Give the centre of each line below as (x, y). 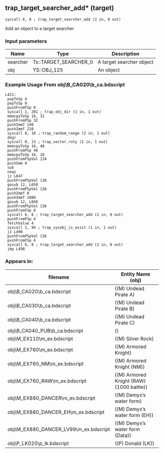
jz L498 (15, 232)
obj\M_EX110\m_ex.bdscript (40, 338)
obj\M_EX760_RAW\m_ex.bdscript (47, 381)
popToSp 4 (17, 99)
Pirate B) (124, 309)
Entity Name (135, 274)
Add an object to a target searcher (40, 28)
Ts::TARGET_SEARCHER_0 (63, 62)
